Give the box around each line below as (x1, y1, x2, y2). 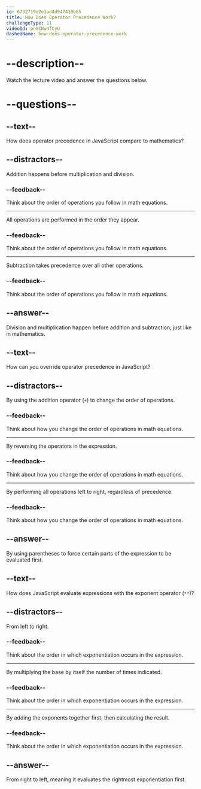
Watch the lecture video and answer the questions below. (6, 77, 148, 84)
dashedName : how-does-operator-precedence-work (6, 31, 127, 37)
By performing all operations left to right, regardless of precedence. (6, 488, 173, 495)
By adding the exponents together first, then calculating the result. (6, 714, 170, 721)
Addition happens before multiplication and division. (6, 170, 135, 177)
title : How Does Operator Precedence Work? (6, 14, 117, 20)
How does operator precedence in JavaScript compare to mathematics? (6, 137, 184, 144)
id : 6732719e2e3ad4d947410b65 (6, 8, 82, 15)
